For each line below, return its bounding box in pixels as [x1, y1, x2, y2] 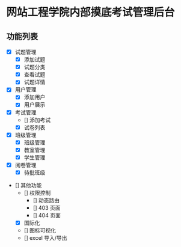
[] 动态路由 [32, 197, 60, 204]
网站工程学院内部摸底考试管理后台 [6, 5, 176, 19]
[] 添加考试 [23, 116, 51, 123]
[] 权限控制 [23, 189, 51, 196]
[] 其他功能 [14, 181, 42, 189]
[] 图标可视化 [23, 227, 56, 234]
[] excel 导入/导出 [23, 234, 67, 242]
